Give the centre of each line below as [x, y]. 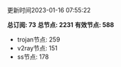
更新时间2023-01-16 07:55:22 [49, 10]
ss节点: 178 [33, 57]
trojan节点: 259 [38, 39]
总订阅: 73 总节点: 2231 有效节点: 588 [61, 25]
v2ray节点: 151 [37, 48]
